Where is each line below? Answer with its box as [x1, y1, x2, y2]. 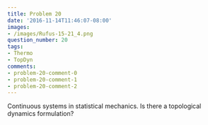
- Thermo [7, 50, 33, 57]
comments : [7, 63, 37, 70]
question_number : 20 [7, 37, 69, 44]
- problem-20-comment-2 [7, 83, 78, 90]
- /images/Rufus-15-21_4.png [7, 30, 93, 37]
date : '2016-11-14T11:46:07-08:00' [7, 17, 112, 24]
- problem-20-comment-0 [7, 69, 78, 76]
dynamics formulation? [7, 109, 74, 118]
